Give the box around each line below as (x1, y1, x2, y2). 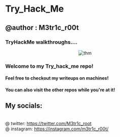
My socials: (5, 101, 43, 110)
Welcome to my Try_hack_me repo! (5, 62, 94, 70)
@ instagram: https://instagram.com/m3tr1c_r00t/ (5, 125, 109, 132)
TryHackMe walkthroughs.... (5, 39, 78, 46)
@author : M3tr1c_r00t (5, 23, 79, 32)
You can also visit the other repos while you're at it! (5, 87, 115, 93)
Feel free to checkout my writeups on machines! (5, 75, 109, 81)
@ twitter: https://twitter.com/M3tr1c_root (5, 120, 92, 126)
